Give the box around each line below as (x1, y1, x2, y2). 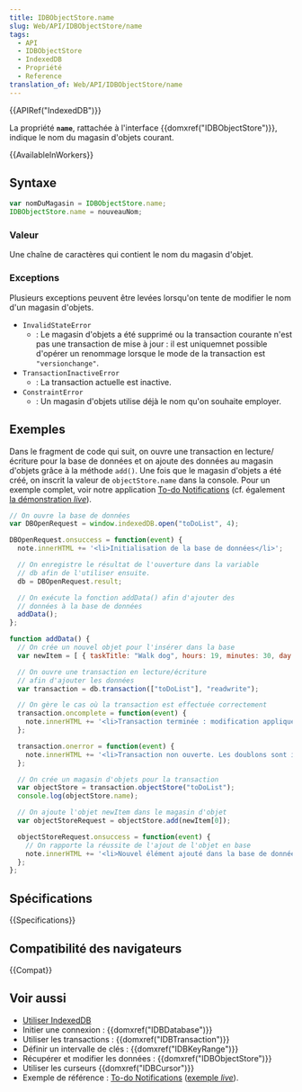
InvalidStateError (22, 320, 92, 329)
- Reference (17, 72, 63, 81)
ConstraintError (22, 388, 84, 397)
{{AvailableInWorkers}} (9, 149, 94, 160)
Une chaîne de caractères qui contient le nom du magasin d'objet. (9, 249, 253, 260)
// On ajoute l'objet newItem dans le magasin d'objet (17, 808, 227, 817)
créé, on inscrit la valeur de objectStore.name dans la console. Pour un (9, 474, 271, 485)
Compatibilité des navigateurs (9, 941, 182, 956)
